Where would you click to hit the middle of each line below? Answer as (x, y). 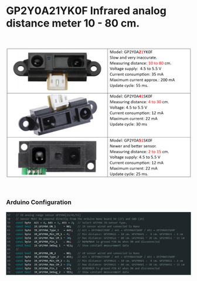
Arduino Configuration (39, 202)
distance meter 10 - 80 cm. (73, 23)
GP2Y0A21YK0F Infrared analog (86, 11)
